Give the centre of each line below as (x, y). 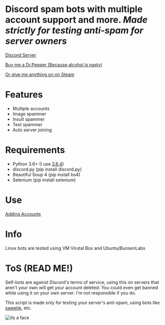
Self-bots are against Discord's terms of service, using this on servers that (82, 282)
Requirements (35, 150)
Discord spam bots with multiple (74, 9)
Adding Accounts (23, 214)
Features (24, 95)
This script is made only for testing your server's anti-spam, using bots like (82, 302)
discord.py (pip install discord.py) (47, 169)
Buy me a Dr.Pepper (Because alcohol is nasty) (54, 65)
